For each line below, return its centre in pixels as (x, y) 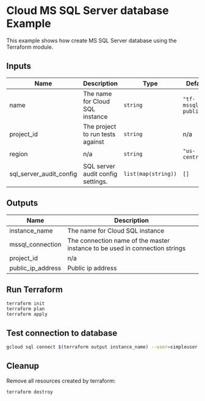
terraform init (26, 304)
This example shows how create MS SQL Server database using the (92, 40)
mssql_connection (36, 244)
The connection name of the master (119, 240)
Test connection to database (62, 333)
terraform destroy (30, 392)
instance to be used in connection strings (127, 248)
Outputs (22, 203)
